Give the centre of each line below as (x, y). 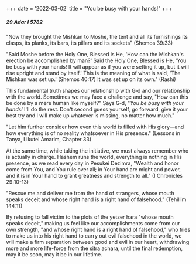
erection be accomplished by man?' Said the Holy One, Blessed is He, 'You (96, 60)
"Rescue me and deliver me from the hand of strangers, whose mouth (90, 193)
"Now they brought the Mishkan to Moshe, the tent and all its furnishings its (97, 36)
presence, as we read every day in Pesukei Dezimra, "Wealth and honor (93, 163)
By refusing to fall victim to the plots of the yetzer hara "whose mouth (90, 217)
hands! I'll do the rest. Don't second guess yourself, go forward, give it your (97, 109)
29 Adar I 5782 (24, 22)
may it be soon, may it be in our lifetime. (54, 254)
